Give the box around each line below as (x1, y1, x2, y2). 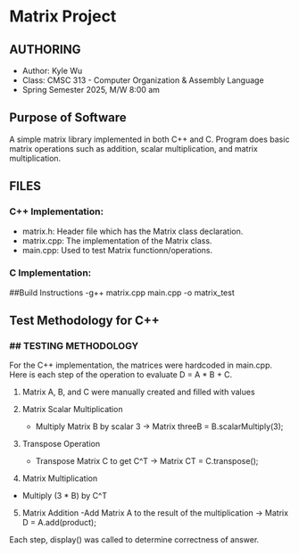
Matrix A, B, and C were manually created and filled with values (21, 386, 256, 398)
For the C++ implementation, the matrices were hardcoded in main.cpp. (9, 360, 272, 371)
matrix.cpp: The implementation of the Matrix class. (21, 235, 212, 246)
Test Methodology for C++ (9, 313, 161, 328)
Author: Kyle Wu (21, 65, 83, 76)
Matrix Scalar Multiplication (21, 404, 123, 415)
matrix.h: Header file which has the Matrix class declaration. (21, 226, 244, 236)
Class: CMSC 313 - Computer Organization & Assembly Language (21, 75, 265, 86)
